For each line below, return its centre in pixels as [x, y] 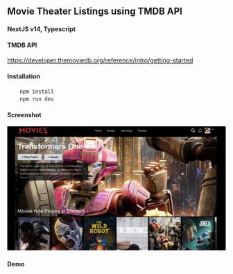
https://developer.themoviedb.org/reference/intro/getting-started [100, 60]
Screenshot [24, 114]
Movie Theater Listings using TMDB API [95, 11]
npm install [37, 92]
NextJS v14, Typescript [42, 29]
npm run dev [37, 99]
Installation [24, 76]
